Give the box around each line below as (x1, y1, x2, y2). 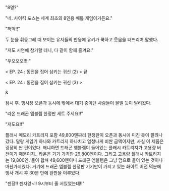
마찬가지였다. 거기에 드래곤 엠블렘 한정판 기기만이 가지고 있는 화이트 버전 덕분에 (5, 163, 161, 169)
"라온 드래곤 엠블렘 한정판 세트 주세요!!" (5, 110, 83, 116)
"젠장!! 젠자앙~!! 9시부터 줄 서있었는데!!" (5, 180, 85, 186)
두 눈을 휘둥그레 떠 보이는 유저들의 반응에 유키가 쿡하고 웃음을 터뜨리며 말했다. (5, 37, 159, 42)
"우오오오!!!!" (5, 58, 31, 64)
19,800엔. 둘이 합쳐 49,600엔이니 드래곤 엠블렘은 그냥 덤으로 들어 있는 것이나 (10, 157, 163, 163)
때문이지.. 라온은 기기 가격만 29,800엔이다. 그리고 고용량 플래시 (18, 151, 144, 157)
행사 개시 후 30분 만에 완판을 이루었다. (5, 170, 81, 175)
